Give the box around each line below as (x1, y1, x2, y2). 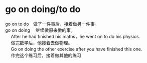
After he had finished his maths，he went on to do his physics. (11, 33, 140, 39)
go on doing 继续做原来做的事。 (5, 27, 75, 33)
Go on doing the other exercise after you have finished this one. (11, 46, 142, 52)
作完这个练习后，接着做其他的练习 (11, 52, 81, 58)
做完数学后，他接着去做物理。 (11, 39, 73, 46)
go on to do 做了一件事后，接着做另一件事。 (5, 21, 99, 27)
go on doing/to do (5, 4, 81, 15)
